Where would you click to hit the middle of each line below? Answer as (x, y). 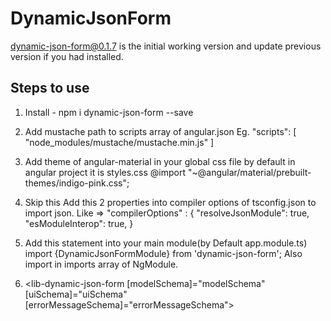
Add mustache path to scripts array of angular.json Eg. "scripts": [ (160, 131)
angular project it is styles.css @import (105, 172)
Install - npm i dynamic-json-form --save (109, 112)
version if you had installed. (67, 56)
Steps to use (50, 88)
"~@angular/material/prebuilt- (249, 172)
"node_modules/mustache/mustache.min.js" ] (119, 142)
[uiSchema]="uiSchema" (76, 294)
